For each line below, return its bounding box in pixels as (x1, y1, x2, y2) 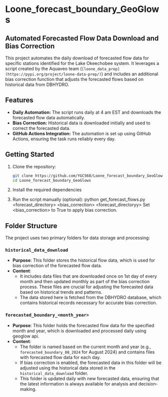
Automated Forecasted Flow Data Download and (5, 34, 159, 42)
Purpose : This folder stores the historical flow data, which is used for (12, 257, 155, 263)
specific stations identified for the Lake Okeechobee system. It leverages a (5, 60, 159, 66)
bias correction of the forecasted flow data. (12, 263, 102, 269)
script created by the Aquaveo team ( (5, 66, 82, 71)
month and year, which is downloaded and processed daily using (12, 328, 146, 334)
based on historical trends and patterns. (19, 289, 102, 295)
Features (5, 96, 33, 104)
